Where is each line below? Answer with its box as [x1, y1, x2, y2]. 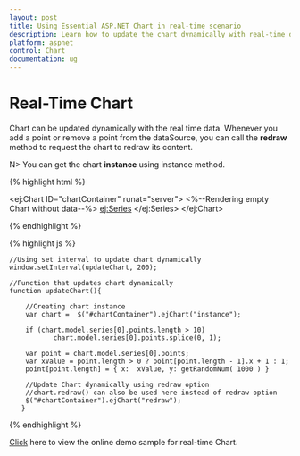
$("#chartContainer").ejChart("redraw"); [25, 395, 181, 405]
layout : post [9, 13, 58, 22]
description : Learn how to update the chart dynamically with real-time [9, 30, 286, 38]
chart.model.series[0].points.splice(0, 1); [53, 333, 221, 342]
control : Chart [9, 46, 66, 55]
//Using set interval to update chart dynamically [9, 255, 202, 264]
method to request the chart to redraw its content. [9, 141, 194, 152]
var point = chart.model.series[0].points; [25, 349, 190, 358]
